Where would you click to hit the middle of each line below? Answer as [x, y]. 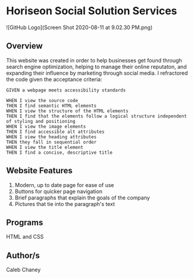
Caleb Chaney [23, 270]
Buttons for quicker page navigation [58, 191]
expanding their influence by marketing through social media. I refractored [97, 73]
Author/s [23, 256]
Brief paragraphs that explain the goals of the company [82, 198]
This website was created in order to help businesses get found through [94, 60]
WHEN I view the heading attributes [51, 137]
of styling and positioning [41, 121]
